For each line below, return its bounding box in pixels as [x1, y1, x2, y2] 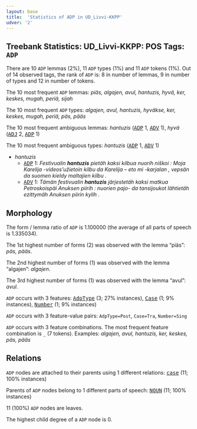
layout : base [6, 8, 38, 15]
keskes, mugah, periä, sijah [6, 95, 73, 102]
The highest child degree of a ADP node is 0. [6, 415, 113, 423]
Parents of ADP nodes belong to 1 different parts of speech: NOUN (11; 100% [6, 387, 187, 394]
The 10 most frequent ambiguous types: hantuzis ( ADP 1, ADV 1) [6, 142, 159, 149]
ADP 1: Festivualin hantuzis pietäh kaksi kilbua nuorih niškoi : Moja [23, 160, 186, 167]
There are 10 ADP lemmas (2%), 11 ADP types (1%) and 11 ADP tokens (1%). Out [6, 65, 191, 72]
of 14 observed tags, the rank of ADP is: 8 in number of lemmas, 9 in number [6, 71, 190, 78]
